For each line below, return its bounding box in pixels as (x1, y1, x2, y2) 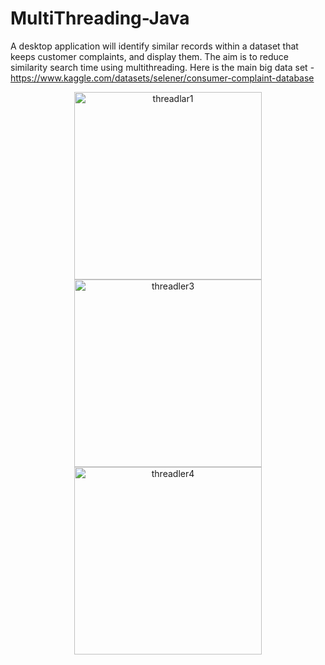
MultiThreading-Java (10, 7, 190, 30)
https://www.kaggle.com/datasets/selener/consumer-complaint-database (10, 72, 315, 84)
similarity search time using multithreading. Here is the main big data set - (10, 61, 315, 73)
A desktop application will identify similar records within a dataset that (10, 40, 299, 52)
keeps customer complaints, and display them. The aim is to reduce (10, 50, 289, 62)
